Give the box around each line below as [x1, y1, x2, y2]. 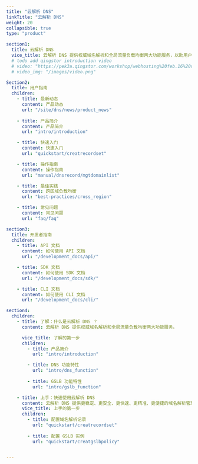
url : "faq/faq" [21, 215, 60, 222]
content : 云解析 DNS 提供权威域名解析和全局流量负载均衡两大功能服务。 [21, 324, 178, 330]
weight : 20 [6, 20, 33, 25]
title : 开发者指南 [11, 232, 52, 238]
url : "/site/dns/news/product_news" [21, 107, 112, 113]
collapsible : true [6, 25, 51, 31]
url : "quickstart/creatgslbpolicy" [32, 439, 120, 444]
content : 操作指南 [21, 167, 64, 173]
